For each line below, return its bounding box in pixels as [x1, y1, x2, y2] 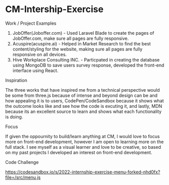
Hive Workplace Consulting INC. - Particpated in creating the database [12, 56, 160, 63]
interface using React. [12, 67, 59, 74]
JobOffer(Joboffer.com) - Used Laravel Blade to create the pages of [12, 30, 154, 36]
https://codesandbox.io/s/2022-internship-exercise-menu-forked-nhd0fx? [5, 169, 160, 175]
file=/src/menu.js [5, 174, 41, 180]
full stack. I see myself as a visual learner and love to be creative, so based [5, 144, 161, 150]
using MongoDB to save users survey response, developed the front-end [12, 62, 164, 68]
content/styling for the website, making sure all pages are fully [12, 46, 143, 52]
